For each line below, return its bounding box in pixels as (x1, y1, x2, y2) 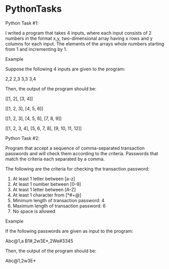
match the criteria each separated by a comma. (5, 156, 105, 162)
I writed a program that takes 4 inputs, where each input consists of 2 (5, 30, 152, 36)
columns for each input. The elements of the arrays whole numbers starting (5, 40, 164, 46)
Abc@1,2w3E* (5, 257, 36, 263)
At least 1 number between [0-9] (12, 181, 81, 187)
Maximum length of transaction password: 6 (12, 203, 106, 209)
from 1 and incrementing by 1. (5, 46, 67, 52)
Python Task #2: (5, 135, 40, 141)
